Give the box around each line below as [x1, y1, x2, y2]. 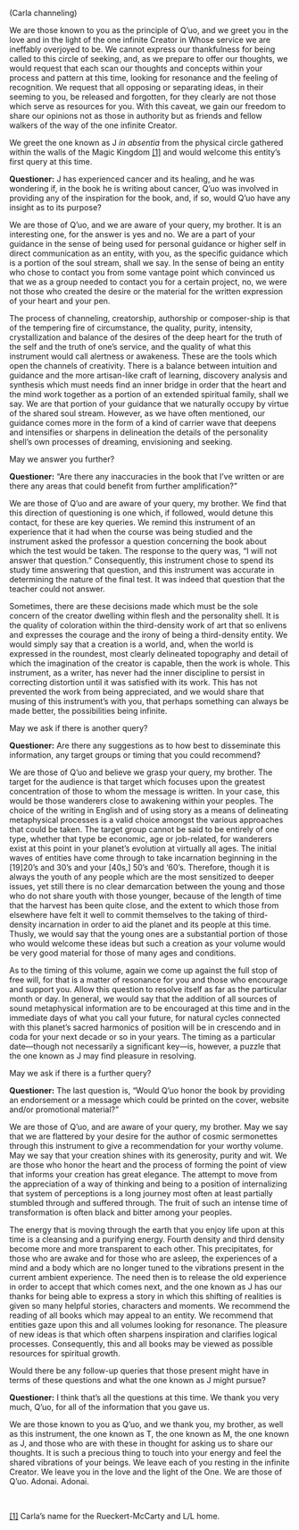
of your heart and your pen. [9, 295, 111, 306]
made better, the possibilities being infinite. [9, 706, 168, 716]
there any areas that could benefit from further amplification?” [9, 480, 238, 491]
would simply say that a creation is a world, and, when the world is [9, 639, 254, 650]
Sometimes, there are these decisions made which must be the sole [9, 601, 259, 611]
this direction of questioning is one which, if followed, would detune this [9, 507, 274, 518]
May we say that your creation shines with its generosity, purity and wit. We [9, 1150, 287, 1160]
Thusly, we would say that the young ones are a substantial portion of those [9, 929, 288, 939]
